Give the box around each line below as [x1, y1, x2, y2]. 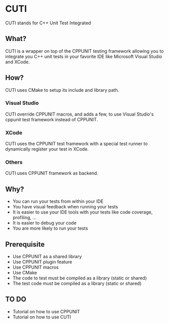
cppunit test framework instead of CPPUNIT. [5, 116, 98, 122]
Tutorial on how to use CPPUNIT [12, 308, 80, 314]
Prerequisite [5, 240, 45, 248]
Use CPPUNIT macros [12, 264, 59, 270]
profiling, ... [12, 214, 37, 221]
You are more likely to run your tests [12, 225, 89, 231]
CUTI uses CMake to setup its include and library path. [5, 87, 119, 93]
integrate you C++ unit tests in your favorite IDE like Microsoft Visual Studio [5, 53, 162, 59]
